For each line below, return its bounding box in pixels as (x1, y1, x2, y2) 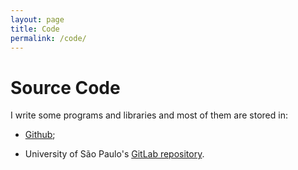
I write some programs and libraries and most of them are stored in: (10, 109, 288, 121)
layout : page (10, 14, 65, 25)
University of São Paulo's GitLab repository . (24, 148, 205, 160)
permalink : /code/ (10, 33, 87, 43)
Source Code (10, 76, 121, 99)
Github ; (24, 129, 56, 141)
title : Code (10, 24, 60, 34)
